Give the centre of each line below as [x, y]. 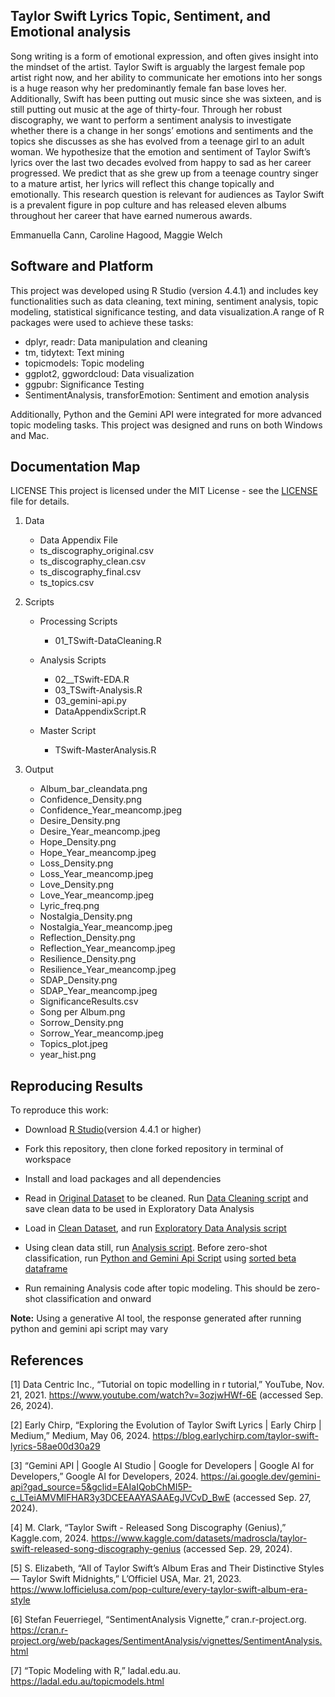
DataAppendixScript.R [100, 711]
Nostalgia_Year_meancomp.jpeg [106, 927]
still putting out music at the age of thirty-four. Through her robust [146, 109]
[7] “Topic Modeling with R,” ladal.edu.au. [96, 1671]
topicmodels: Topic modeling [84, 363]
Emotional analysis [71, 32]
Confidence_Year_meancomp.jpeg [110, 810]
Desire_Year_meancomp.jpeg [100, 831]
